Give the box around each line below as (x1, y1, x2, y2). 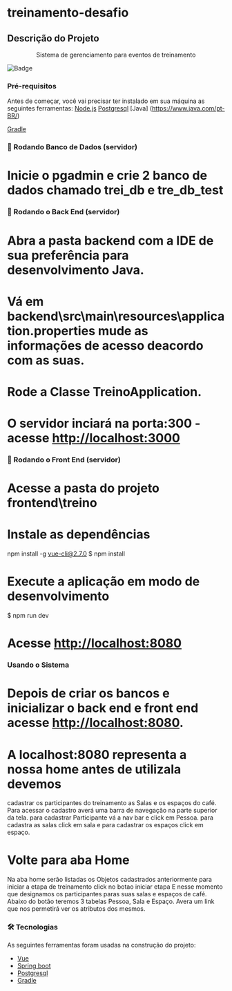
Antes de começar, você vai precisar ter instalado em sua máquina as (7, 97, 205, 105)
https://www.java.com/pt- (151, 104, 225, 113)
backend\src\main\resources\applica (7, 308, 225, 324)
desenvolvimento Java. (7, 262, 145, 278)
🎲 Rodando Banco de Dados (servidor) (7, 142, 138, 152)
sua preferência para (7, 247, 129, 263)
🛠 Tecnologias (7, 923, 59, 932)
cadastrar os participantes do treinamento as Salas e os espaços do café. (7, 799, 217, 807)
